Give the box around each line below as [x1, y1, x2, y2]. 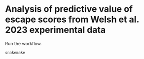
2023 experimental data [5, 25, 106, 35]
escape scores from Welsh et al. [5, 14, 140, 25]
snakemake [5, 50, 26, 55]
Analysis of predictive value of [5, 3, 133, 15]
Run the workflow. [5, 40, 42, 46]
